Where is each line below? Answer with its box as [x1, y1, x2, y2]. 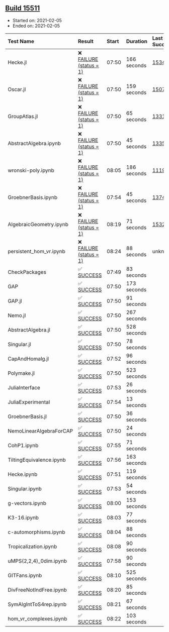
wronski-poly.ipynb [8, 167, 54, 174]
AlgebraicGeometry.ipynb [8, 221, 69, 228]
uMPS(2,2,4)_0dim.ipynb [8, 557, 67, 564]
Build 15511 [5, 4, 40, 13]
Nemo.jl [8, 311, 26, 319]
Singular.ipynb [8, 485, 42, 492]
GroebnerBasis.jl [8, 413, 47, 420]
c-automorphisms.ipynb [8, 529, 65, 536]
